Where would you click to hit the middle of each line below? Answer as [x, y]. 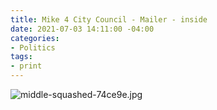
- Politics [33, 47]
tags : [21, 57]
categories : [35, 38]
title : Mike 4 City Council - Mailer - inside [109, 19]
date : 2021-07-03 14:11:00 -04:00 [82, 29]
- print [26, 66]
